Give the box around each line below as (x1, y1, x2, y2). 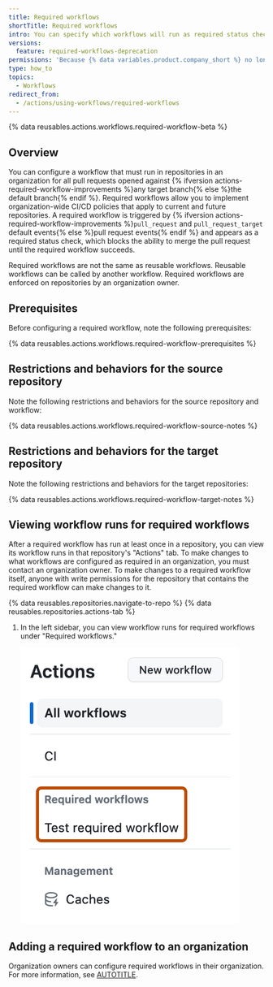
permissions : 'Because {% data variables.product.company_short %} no (8, 56, 253, 64)
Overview (8, 145, 59, 159)
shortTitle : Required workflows (8, 21, 118, 30)
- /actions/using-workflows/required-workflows (15, 98, 180, 107)
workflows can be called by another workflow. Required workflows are (8, 269, 245, 279)
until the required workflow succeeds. (8, 245, 136, 255)
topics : (8, 73, 35, 81)
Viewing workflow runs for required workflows (8, 518, 250, 532)
